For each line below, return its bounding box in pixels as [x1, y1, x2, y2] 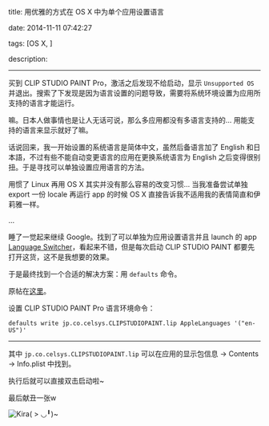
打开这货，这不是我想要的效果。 [8, 252, 114, 262]
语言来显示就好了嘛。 [22, 125, 93, 135]
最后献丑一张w [8, 393, 57, 403]
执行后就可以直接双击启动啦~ [8, 376, 105, 385]
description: [8, 55, 48, 63]
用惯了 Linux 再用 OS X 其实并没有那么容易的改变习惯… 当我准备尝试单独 [8, 180, 248, 189]
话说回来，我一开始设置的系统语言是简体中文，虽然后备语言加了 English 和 [8, 143, 254, 152]
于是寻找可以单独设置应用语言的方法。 [22, 163, 149, 172]
